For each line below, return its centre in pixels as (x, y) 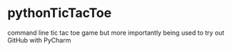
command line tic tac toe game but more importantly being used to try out (116, 33)
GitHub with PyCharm (39, 40)
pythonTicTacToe (60, 13)
